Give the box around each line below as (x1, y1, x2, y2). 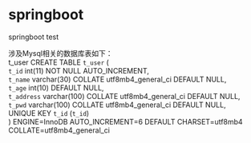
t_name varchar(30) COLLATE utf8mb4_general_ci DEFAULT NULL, (8, 74, 227, 84)
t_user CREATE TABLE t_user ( (8, 58, 110, 67)
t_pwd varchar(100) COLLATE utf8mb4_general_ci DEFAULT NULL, (8, 100, 226, 109)
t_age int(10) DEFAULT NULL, (8, 82, 104, 93)
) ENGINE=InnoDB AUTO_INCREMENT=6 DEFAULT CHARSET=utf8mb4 (8, 117, 243, 126)
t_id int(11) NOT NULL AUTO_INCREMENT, (8, 66, 150, 75)
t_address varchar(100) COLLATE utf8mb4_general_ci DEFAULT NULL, (8, 91, 241, 101)
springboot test (8, 32, 59, 42)
